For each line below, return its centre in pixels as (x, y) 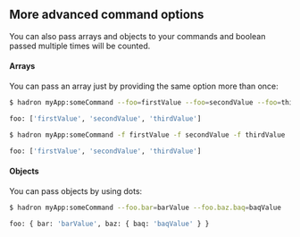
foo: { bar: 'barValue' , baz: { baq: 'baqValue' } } (109, 224)
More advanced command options (107, 15)
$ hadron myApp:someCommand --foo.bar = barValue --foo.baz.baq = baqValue (145, 207)
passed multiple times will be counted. (80, 46)
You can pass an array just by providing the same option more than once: (144, 86)
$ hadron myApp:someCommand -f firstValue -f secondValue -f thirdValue (147, 135)
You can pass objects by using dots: (76, 190)
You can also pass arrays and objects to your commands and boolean (137, 36)
